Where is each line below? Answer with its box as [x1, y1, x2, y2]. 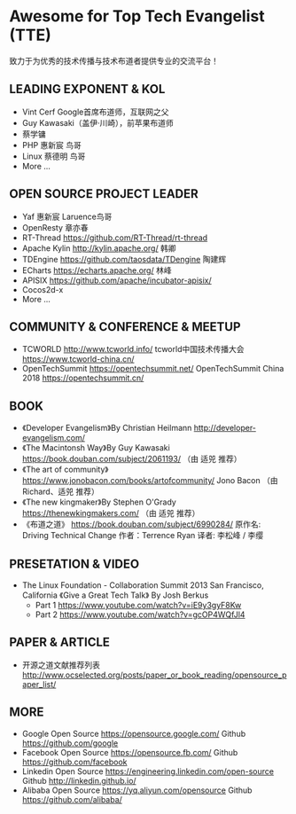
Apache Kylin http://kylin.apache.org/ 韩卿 [21, 242, 176, 254]
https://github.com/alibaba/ [21, 794, 122, 804]
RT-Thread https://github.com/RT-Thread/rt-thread [21, 232, 208, 243]
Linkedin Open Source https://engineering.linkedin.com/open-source [21, 765, 275, 777]
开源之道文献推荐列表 [21, 659, 100, 670]
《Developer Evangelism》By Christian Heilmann [21, 423, 192, 434]
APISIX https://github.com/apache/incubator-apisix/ [21, 275, 213, 286]
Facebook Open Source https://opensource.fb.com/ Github [21, 747, 238, 757]
